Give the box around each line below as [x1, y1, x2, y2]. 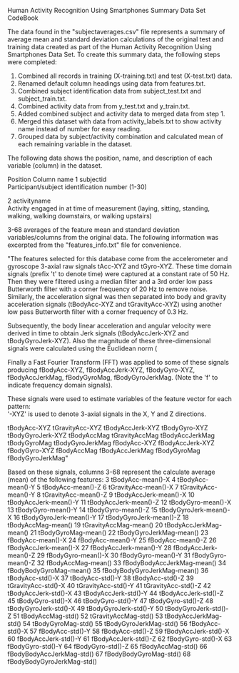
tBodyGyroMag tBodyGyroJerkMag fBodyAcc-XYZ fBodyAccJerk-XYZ [7, 439, 215, 447]
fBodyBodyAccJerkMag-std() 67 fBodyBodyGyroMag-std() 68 [7, 649, 191, 658]
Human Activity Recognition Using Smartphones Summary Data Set [7, 6, 206, 14]
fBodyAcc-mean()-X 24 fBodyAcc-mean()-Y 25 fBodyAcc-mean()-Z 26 [7, 536, 217, 545]
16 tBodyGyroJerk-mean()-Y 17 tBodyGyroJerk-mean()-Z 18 [13, 513, 189, 522]
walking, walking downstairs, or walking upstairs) [7, 212, 152, 220]
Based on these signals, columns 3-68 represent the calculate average [7, 467, 215, 476]
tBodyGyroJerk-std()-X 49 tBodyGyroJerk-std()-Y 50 [7, 604, 164, 612]
